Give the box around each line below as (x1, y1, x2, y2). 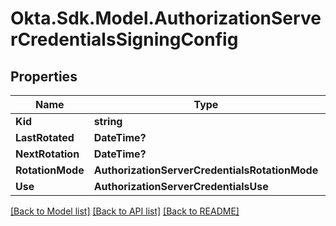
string (93, 115, 123, 128)
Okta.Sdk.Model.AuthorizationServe (10, 7, 322, 30)
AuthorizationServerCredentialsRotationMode (93, 163, 319, 177)
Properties (10, 68, 78, 85)
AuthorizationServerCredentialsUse (93, 180, 269, 193)
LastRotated (15, 131, 75, 144)
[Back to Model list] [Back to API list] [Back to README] (10, 205, 240, 217)
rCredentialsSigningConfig (10, 28, 239, 51)
